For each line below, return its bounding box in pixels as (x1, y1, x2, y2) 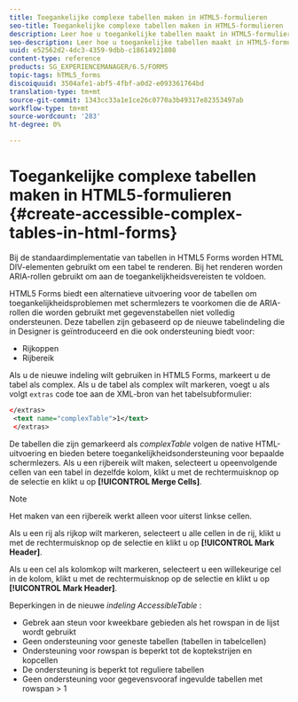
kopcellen (21, 654, 59, 666)
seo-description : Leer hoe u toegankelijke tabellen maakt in (9, 37, 244, 47)
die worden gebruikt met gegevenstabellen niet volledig (31, 307, 235, 318)
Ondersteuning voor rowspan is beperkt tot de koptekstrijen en (21, 645, 253, 656)
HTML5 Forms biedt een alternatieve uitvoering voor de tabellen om (9, 288, 257, 298)
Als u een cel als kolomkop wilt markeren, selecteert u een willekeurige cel (9, 564, 282, 574)
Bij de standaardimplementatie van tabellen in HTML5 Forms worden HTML (9, 252, 284, 263)
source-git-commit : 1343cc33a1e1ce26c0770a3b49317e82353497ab (9, 95, 244, 105)
